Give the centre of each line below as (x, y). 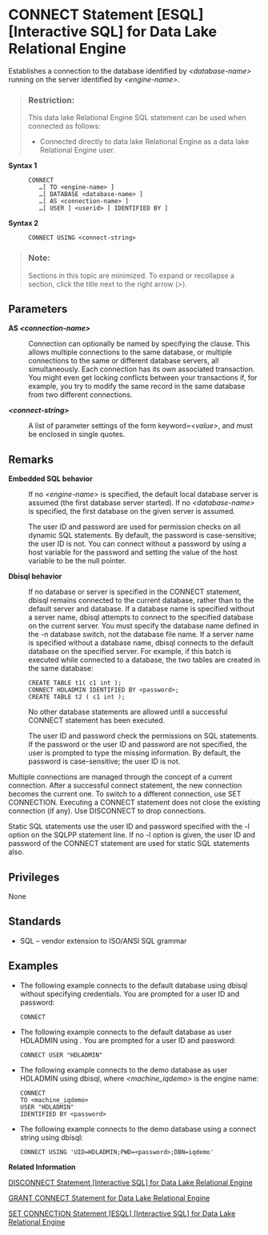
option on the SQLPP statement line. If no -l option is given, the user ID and (132, 835)
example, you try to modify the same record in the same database (137, 387)
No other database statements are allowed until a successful (128, 712)
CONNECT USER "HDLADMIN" (61, 1055)
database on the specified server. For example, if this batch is (130, 652)
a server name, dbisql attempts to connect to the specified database (141, 617)
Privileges (34, 877)
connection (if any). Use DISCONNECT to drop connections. (107, 811)
